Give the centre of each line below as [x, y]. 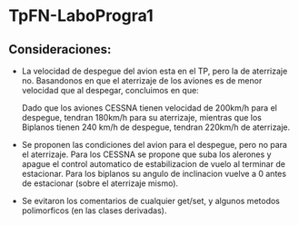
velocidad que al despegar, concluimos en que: [110, 90]
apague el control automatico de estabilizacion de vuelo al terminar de [153, 164]
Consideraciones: [60, 49]
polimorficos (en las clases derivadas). [94, 210]
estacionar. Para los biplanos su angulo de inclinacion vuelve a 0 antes [154, 174]
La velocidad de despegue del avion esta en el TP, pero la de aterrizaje [154, 71]
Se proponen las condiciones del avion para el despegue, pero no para [154, 145]
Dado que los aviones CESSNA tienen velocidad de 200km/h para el [149, 108]
